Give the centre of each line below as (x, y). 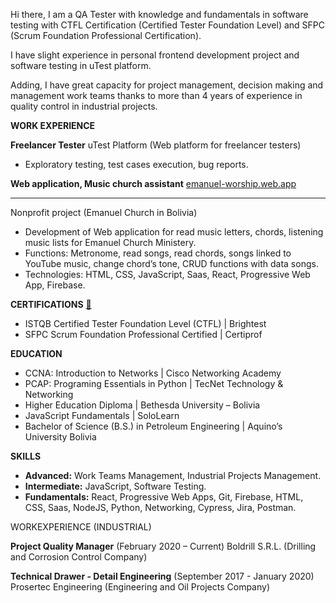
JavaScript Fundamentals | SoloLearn (102, 415)
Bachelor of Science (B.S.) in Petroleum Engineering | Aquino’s (153, 426)
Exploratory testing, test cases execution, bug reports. (136, 164)
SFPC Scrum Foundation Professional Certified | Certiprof (143, 334)
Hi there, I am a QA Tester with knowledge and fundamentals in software (159, 14)
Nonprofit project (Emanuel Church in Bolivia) (104, 212)
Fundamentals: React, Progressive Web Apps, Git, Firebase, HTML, (164, 497)
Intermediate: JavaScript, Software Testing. (115, 486)
